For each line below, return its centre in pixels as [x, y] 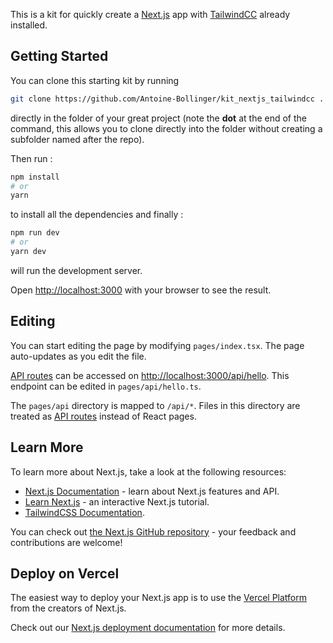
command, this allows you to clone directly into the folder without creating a [166, 128]
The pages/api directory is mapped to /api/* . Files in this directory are [155, 405]
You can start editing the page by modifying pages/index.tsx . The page [157, 345]
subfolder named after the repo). [77, 139]
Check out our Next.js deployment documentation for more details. [148, 628]
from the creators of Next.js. [68, 608]
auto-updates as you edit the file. [78, 356]
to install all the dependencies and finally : [97, 215]
